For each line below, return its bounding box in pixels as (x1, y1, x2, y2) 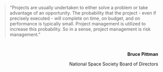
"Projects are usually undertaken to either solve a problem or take (9, 5, 148, 11)
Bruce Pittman (127, 51, 158, 57)
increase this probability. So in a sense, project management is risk (9, 26, 151, 32)
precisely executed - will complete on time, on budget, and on (9, 15, 141, 21)
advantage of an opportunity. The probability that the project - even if (9, 10, 156, 16)
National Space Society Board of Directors (69, 61, 158, 67)
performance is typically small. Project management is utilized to (9, 21, 146, 26)
